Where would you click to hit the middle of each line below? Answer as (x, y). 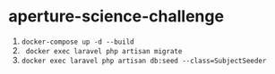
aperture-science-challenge (116, 16)
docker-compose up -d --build (78, 42)
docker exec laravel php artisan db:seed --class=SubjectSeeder (144, 61)
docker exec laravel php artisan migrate (104, 51)
